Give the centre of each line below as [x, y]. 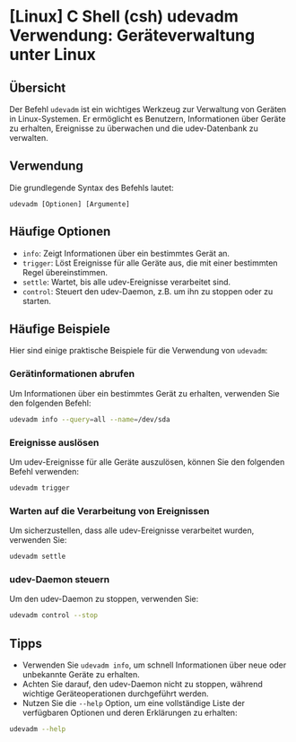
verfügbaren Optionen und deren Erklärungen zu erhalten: [130, 712]
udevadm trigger [39, 488]
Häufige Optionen [60, 232]
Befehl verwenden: [44, 471]
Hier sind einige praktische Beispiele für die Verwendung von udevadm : [139, 351]
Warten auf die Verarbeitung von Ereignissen [109, 511]
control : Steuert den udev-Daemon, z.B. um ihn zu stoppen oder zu [148, 291]
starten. [37, 301]
